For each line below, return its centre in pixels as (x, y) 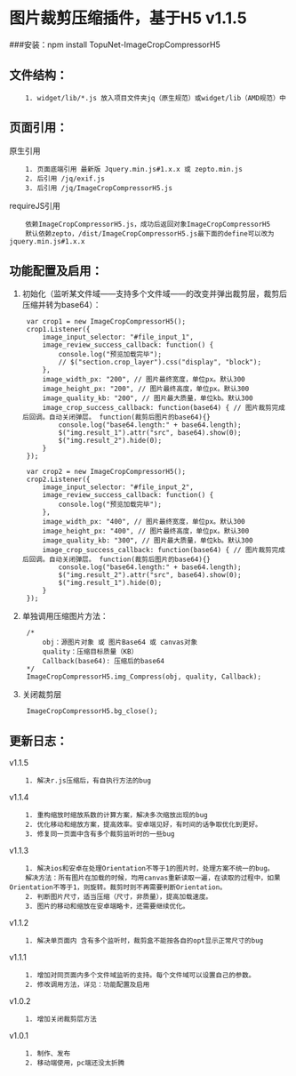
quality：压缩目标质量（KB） (90, 652)
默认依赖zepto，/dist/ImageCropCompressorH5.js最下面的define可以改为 (150, 233)
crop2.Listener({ (58, 480)
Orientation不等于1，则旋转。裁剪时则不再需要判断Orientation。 (118, 887)
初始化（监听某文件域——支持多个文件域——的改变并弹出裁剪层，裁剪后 (154, 293)
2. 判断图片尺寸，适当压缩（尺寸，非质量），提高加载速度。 (119, 897)
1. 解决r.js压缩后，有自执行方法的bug (88, 781)
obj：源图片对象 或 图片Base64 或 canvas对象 (120, 642)
